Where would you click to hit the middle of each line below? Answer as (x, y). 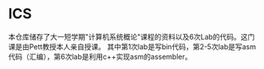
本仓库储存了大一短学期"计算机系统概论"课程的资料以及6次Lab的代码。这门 (132, 36)
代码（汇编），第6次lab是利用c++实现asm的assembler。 (100, 56)
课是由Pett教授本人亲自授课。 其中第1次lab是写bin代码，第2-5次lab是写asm (132, 46)
